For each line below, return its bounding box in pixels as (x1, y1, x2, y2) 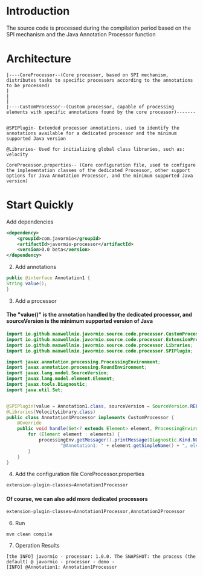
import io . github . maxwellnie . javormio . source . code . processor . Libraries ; (6, 342, 193, 348)
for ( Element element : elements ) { (28, 431, 120, 437)
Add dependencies (6, 218, 54, 225)
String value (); (6, 280, 47, 287)
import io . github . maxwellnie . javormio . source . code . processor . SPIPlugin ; (6, 348, 193, 354)
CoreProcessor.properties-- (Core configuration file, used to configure (6, 162, 196, 168)
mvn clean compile (6, 531, 53, 537)
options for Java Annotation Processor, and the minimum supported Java (6, 173, 193, 179)
